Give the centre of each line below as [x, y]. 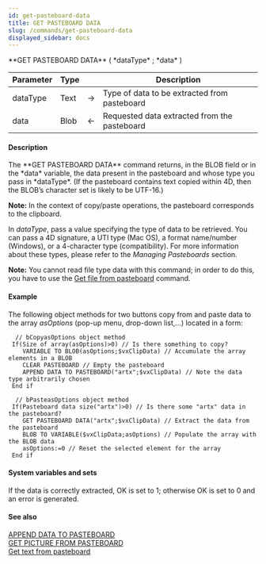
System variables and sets [53, 473]
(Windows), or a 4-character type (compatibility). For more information [123, 246]
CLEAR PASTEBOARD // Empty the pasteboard [93, 365]
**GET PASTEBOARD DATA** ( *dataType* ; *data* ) [95, 60]
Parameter [32, 80]
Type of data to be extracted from [165, 94]
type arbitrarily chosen [49, 379]
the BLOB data [32, 441]
